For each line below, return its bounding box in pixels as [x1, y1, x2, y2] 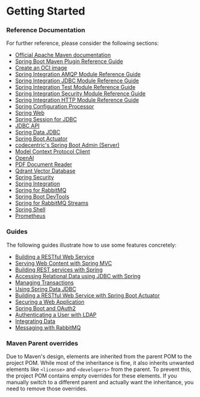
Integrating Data [15, 317, 56, 325]
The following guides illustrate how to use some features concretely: [6, 241, 177, 249]
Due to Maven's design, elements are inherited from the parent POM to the [6, 353, 192, 360]
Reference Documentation [6, 26, 86, 35]
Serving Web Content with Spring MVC [15, 259, 112, 267]
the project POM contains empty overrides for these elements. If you [6, 372, 177, 379]
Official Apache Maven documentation [15, 52, 111, 59]
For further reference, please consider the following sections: [6, 39, 159, 47]
